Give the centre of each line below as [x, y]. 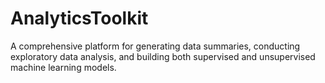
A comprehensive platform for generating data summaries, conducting [155, 46]
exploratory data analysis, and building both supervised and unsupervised [163, 56]
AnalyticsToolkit [79, 18]
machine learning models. [63, 67]
